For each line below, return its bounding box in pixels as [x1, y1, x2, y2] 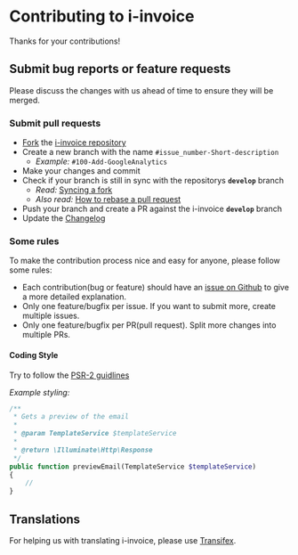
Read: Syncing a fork [35, 184, 113, 195]
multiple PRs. [21, 330, 71, 340]
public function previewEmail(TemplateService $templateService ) [9, 461, 256, 471]
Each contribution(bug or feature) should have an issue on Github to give [21, 282, 289, 293]
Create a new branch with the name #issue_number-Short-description [21, 147, 279, 158]
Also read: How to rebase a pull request [35, 194, 181, 205]
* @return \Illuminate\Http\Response [12, 445, 153, 454]
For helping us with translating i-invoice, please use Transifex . [9, 535, 237, 545]
